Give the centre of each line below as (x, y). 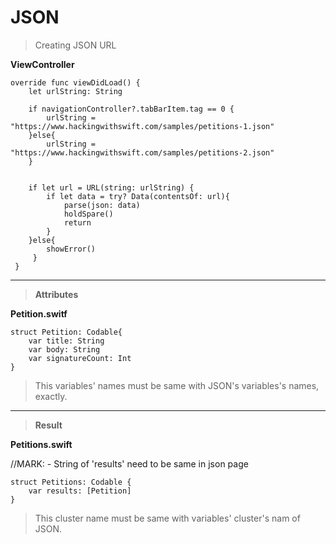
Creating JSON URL (75, 45)
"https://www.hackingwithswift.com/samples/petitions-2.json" (142, 152)
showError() (71, 249)
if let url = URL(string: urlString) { (111, 187)
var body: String (64, 349)
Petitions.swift (41, 444)
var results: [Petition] (80, 491)
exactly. (51, 396)
